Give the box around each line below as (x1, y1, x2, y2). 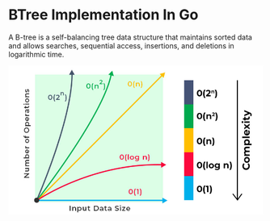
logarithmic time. (8, 49, 65, 59)
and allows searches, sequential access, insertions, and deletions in (8, 40, 234, 50)
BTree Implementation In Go (8, 6, 199, 24)
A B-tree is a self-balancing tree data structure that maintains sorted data (8, 32, 253, 42)
